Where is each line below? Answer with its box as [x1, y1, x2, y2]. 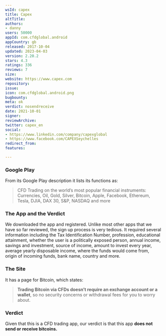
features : [5, 146, 26, 151]
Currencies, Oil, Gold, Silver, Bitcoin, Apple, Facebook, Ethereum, [17, 193, 150, 199]
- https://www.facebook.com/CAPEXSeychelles [5, 136, 99, 141]
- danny [5, 26, 21, 31]
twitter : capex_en [5, 123, 43, 128]
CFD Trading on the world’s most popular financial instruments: [17, 187, 147, 194]
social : [5, 127, 21, 132]
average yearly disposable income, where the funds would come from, [5, 248, 150, 254]
